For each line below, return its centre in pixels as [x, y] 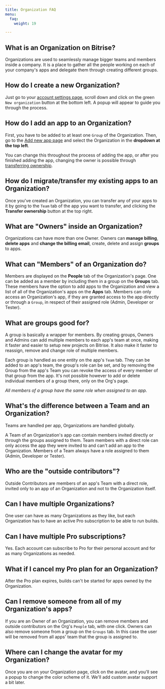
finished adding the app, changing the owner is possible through [71, 160]
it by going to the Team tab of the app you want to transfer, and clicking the [81, 206]
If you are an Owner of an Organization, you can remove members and [77, 621]
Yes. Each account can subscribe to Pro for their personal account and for [80, 548]
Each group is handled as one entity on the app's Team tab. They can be [78, 360]
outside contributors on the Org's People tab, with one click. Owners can [79, 626]
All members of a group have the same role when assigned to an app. [76, 390]
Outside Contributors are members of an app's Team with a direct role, [77, 483]
